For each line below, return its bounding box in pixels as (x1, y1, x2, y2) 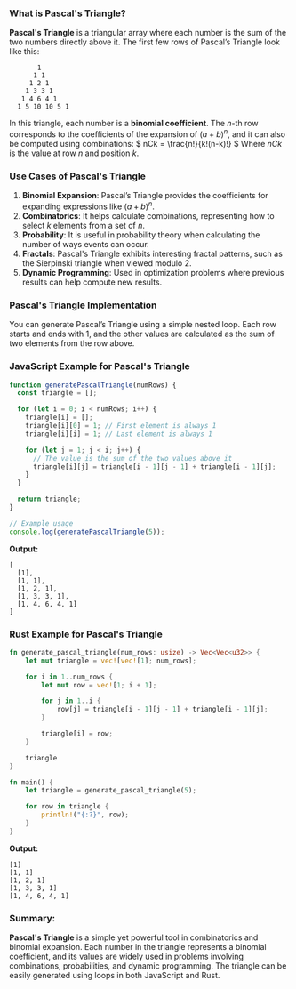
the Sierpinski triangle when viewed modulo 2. (21, 257, 192, 269)
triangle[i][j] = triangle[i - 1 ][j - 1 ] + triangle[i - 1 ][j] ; (32, 462, 276, 471)
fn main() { (9, 777, 53, 787)
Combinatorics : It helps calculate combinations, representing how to (21, 210, 275, 221)
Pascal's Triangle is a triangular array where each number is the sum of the (9, 28, 287, 38)
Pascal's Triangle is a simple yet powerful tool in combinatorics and (9, 932, 259, 943)
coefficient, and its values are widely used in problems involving (9, 951, 244, 962)
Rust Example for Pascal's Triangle (9, 628, 163, 640)
